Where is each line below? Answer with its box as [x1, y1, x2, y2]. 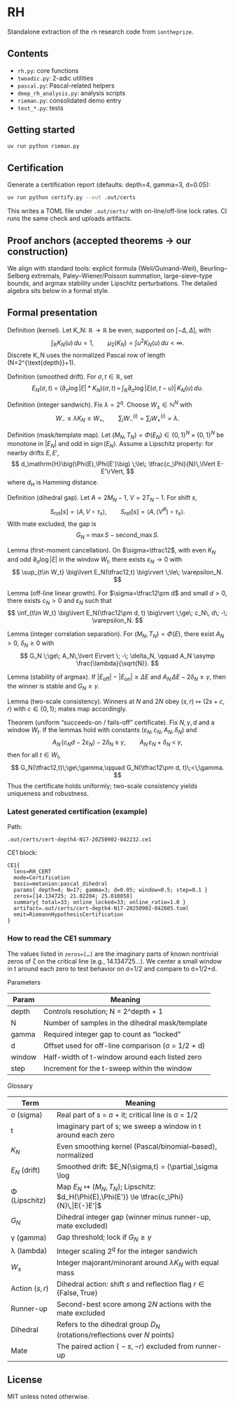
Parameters [7, 978, 41, 986]
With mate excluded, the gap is [7, 520, 97, 528]
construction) [7, 245, 69, 257]
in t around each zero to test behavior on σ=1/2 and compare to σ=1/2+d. [7, 964, 218, 973]
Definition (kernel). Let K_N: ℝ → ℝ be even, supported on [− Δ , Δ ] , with [7, 325, 211, 334]
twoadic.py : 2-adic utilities [17, 74, 94, 82]
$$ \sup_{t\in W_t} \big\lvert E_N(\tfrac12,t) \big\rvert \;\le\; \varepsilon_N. [11, 567, 224, 576]
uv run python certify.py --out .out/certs [7, 194, 136, 201]
